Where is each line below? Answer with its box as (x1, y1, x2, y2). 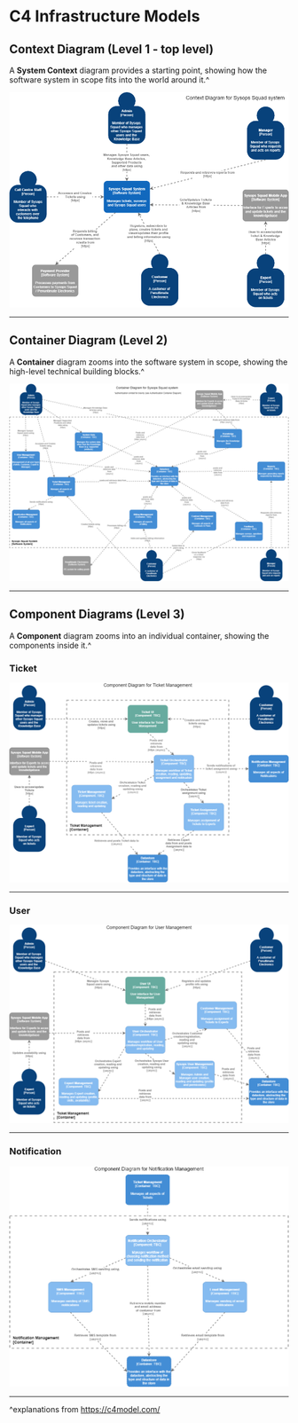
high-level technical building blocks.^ (9, 366, 145, 376)
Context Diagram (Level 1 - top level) (9, 42, 215, 57)
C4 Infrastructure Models (9, 6, 200, 27)
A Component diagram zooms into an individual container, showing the (9, 630, 270, 641)
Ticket (9, 662, 37, 674)
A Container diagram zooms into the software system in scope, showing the (9, 357, 288, 367)
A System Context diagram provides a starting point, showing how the (9, 65, 268, 75)
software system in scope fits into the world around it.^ (9, 75, 210, 85)
